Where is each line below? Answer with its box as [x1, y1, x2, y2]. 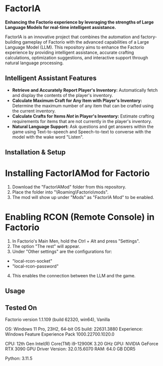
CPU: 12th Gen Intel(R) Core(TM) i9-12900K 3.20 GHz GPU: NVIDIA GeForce [5, 341, 159, 347]
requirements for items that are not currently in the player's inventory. [12, 118, 152, 124]
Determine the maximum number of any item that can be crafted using [12, 102, 154, 108]
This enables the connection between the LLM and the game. [12, 273, 136, 279]
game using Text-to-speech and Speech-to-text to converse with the [12, 128, 151, 135]
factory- [141, 34, 157, 40]
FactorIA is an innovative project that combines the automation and [5, 34, 140, 40]
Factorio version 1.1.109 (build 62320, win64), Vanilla [5, 317, 110, 322]
